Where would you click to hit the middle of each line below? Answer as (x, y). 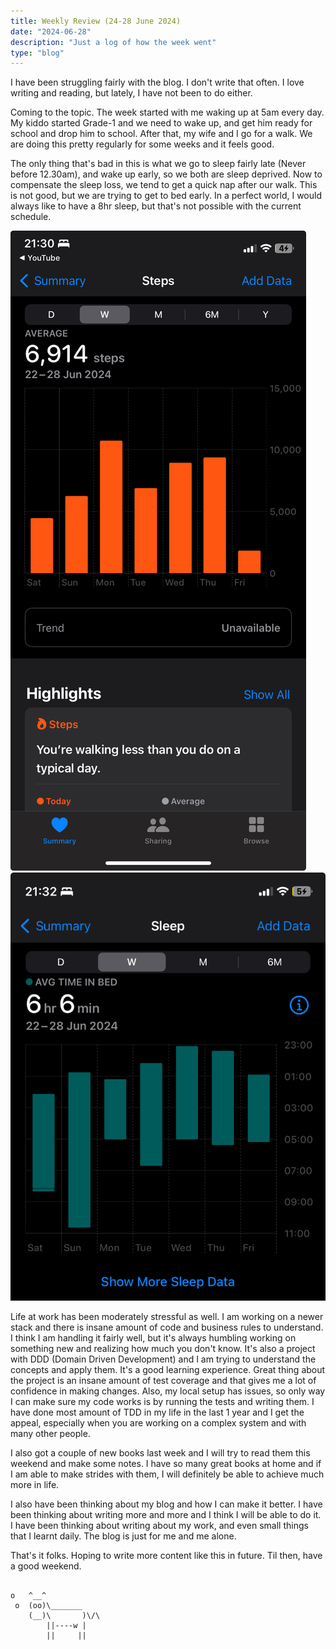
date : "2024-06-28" (51, 31)
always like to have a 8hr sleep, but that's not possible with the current (156, 206)
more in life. (35, 1484)
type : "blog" (37, 53)
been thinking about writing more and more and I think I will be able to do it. (166, 1514)
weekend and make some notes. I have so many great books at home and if (166, 1463)
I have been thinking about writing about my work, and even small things (159, 1525)
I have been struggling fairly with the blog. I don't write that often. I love (157, 82)
